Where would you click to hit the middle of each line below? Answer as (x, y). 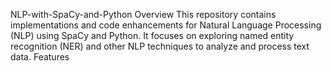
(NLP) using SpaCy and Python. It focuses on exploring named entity (152, 35)
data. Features (40, 57)
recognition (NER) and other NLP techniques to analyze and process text (160, 46)
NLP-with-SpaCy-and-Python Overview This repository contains (143, 14)
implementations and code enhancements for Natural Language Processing (166, 25)
